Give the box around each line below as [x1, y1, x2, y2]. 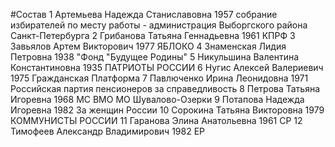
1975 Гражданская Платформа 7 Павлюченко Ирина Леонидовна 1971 [10, 72, 309, 84]
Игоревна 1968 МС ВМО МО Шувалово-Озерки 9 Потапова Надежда [10, 94, 305, 105]
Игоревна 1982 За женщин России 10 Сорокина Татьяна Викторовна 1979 [10, 104, 325, 116]
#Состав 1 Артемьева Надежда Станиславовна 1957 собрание [10, 9, 278, 20]
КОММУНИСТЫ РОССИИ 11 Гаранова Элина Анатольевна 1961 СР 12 [10, 115, 303, 126]
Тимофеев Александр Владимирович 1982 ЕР [10, 125, 206, 137]
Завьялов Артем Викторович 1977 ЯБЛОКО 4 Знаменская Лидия [10, 40, 287, 52]
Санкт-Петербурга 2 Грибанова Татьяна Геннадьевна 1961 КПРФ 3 [10, 30, 296, 41]
